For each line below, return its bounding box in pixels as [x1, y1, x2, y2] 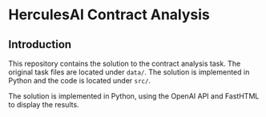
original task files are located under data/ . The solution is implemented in [8, 67, 250, 77]
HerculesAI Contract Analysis [8, 6, 211, 24]
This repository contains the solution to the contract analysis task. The [8, 58, 241, 68]
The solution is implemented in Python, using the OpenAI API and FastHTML [8, 91, 260, 101]
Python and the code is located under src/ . [8, 76, 151, 85]
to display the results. [8, 100, 79, 109]
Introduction [8, 38, 72, 51]
